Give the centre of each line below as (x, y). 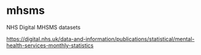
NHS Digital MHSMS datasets (44, 27)
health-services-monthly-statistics (50, 45)
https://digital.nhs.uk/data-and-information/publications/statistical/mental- (100, 39)
